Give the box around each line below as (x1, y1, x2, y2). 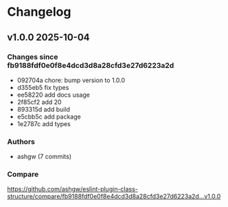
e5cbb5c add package (16, 112, 81, 121)
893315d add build (16, 105, 71, 113)
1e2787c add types (16, 119, 71, 127)
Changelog (7, 4, 71, 20)
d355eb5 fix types (16, 83, 69, 91)
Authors (7, 136, 36, 146)
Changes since (7, 52, 58, 62)
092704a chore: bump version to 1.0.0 (16, 76, 126, 84)
